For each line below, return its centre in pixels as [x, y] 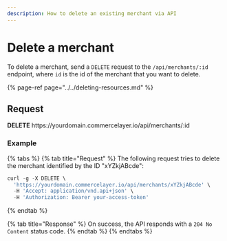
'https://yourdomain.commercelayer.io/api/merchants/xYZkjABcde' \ [112, 185]
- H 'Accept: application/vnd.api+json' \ [74, 191]
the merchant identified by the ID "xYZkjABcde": [76, 165]
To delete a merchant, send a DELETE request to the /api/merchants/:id [108, 67]
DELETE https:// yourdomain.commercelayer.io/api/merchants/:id [99, 125]
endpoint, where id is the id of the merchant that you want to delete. [104, 74]
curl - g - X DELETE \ [37, 178]
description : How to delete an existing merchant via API [92, 13]
